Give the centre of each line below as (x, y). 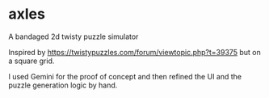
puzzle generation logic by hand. (63, 85)
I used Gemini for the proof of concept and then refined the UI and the (125, 76)
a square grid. (32, 61)
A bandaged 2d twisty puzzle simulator (74, 36)
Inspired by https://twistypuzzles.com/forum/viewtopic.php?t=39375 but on (134, 52)
